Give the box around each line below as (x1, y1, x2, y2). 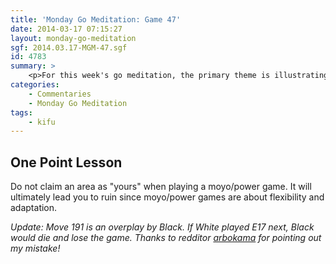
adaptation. (10, 202, 58, 214)
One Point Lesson (10, 154, 123, 171)
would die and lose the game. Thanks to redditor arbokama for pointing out (10, 232, 322, 244)
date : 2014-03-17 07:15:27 (10, 24, 123, 34)
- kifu (28, 117, 56, 127)
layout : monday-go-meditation (10, 33, 137, 43)
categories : (10, 80, 60, 90)
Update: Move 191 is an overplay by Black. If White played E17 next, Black (10, 221, 315, 233)
